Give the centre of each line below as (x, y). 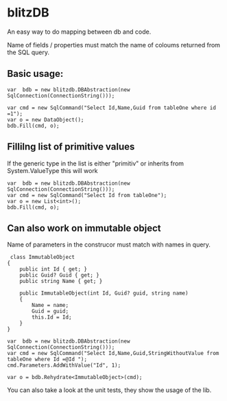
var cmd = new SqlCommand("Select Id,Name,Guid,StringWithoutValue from (113, 354)
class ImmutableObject (43, 257)
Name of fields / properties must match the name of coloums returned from (114, 45)
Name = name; (50, 306)
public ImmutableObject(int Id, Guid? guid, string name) (104, 293)
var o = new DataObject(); (46, 119)
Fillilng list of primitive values (71, 147)
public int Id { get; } (53, 269)
